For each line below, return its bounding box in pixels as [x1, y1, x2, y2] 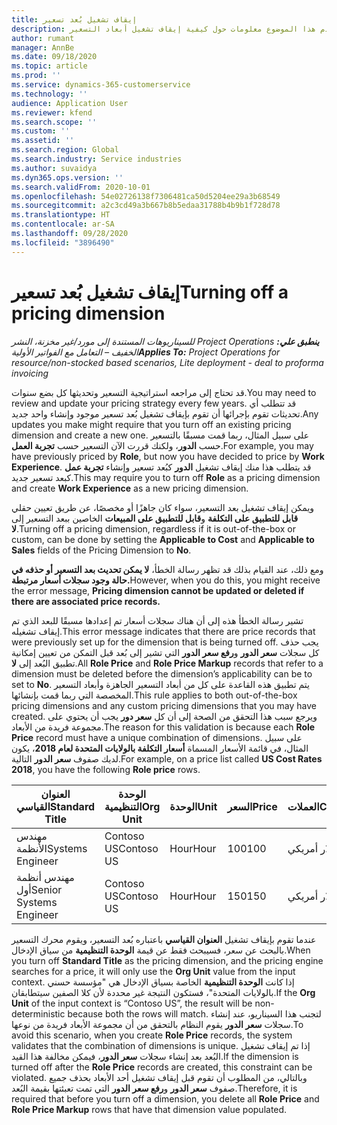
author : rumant [11, 33, 75, 43]
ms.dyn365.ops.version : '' [11, 172, 124, 183]
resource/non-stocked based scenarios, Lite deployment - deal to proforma [11, 356, 324, 368]
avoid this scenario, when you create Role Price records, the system [11, 1029, 293, 1041]
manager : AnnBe [11, 42, 75, 53]
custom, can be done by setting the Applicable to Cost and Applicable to [11, 533, 315, 545]
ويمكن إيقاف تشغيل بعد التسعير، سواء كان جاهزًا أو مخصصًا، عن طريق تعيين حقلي [11, 501, 315, 513]
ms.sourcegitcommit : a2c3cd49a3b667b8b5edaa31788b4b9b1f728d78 [11, 201, 281, 211]
